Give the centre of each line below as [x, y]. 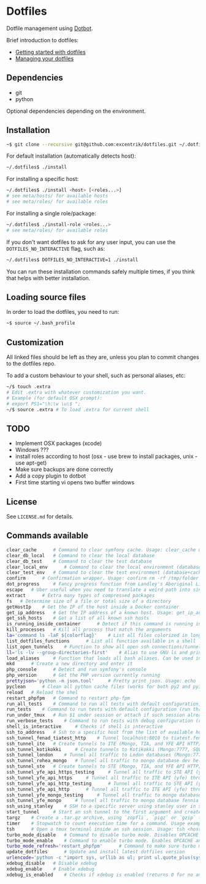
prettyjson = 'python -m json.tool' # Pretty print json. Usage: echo [101, 681]
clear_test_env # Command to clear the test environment [83, 573]
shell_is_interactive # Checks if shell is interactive [85, 726]
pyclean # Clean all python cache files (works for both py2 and [98, 687]
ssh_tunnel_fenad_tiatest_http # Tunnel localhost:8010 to [87, 738]
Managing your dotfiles [44, 58]
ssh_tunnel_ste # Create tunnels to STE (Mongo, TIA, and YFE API [96, 767]
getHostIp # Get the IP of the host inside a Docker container [93, 607]
